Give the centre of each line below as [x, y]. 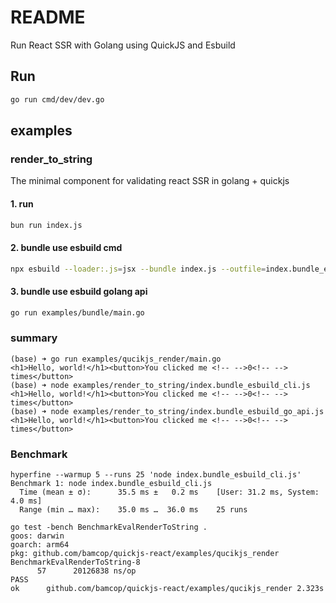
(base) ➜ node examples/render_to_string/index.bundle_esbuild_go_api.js [167, 411]
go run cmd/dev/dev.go [57, 99]
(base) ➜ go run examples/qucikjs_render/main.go [116, 359]
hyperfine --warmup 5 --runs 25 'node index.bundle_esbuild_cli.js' [156, 475]
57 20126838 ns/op [86, 571]
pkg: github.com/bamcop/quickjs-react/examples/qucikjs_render [145, 554]
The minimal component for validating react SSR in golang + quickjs [150, 181]
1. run [22, 203]
